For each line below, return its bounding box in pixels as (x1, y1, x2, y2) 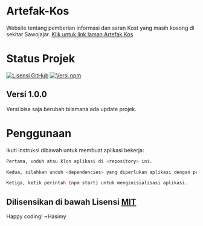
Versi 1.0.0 (6, 89, 47, 100)
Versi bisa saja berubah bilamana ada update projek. (6, 105, 137, 112)
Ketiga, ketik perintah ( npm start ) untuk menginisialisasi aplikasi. (6, 180, 188, 186)
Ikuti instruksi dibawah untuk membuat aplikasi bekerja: (6, 146, 144, 153)
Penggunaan (6, 126, 72, 140)
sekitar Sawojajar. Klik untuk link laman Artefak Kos (6, 30, 134, 37)
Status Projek (6, 52, 76, 66)
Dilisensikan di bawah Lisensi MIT (6, 196, 137, 207)
